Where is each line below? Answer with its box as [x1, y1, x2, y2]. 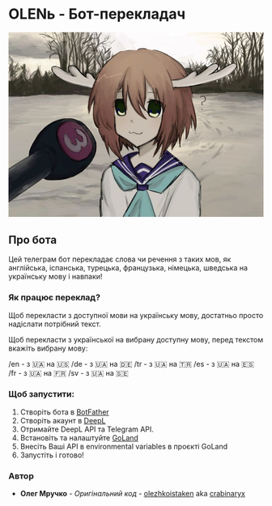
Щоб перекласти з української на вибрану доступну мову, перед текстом [8, 334, 264, 344]
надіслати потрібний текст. [8, 319, 101, 329]
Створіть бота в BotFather [19, 406, 109, 417]
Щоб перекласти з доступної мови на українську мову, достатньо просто [8, 310, 264, 320]
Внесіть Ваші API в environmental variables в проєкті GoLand [19, 441, 228, 451]
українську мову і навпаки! [8, 272, 103, 282]
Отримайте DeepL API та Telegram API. [19, 424, 154, 434]
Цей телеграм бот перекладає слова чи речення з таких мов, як [8, 254, 232, 264]
